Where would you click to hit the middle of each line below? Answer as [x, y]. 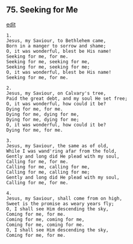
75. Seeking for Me [42, 10]
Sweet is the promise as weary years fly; [60, 204]
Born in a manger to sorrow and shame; [56, 46]
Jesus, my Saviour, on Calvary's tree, [56, 93]
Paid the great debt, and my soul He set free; [67, 99]
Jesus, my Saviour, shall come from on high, [64, 198]
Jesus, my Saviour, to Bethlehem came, [56, 41]
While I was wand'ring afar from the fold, [62, 151]
